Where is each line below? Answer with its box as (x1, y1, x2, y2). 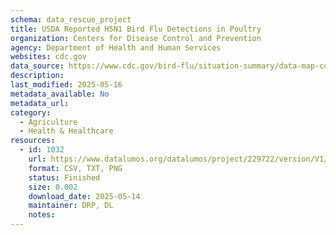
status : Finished (28, 172, 101, 183)
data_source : (10, 61, 65, 71)
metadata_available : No (10, 89, 110, 99)
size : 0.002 (28, 182, 78, 192)
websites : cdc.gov (10, 52, 87, 62)
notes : (28, 210, 56, 220)
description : (10, 71, 65, 81)
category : (10, 107, 52, 118)
